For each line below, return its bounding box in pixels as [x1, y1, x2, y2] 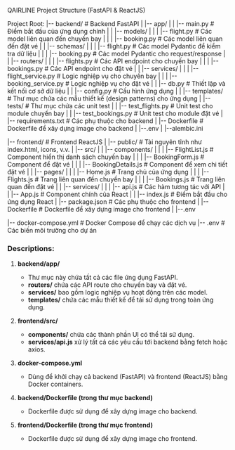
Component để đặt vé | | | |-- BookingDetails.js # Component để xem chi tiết [7, 160, 228, 168]
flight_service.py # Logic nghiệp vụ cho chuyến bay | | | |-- [7, 72, 177, 80]
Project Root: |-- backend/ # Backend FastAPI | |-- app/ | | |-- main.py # [7, 20, 215, 27]
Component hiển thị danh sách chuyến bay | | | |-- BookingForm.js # [7, 153, 205, 161]
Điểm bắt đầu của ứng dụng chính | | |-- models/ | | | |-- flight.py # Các [7, 27, 213, 35]
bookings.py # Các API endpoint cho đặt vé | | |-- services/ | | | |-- [7, 65, 199, 72]
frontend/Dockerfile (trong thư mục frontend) [17, 421, 153, 430]
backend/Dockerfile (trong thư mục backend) [17, 394, 153, 402]
